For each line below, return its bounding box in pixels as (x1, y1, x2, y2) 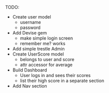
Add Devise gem (12, 30, 47, 35)
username (20, 19, 41, 25)
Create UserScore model (12, 51, 64, 57)
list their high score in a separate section (20, 77, 104, 83)
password (20, 24, 41, 30)
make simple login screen (20, 35, 73, 41)
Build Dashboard (12, 67, 47, 73)
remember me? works (20, 40, 66, 46)
